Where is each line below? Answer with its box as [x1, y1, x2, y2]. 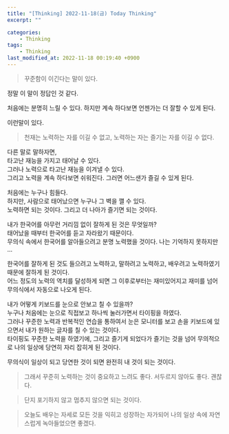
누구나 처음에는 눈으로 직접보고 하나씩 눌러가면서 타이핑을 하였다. [7, 308, 182, 317]
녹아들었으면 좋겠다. [42, 419, 96, 427]
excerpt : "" [7, 17, 41, 23]
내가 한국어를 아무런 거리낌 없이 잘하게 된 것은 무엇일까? [7, 220, 157, 228]
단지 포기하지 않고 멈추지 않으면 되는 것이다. [23, 395, 142, 404]
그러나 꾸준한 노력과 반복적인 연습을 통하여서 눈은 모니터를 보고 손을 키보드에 [7, 317, 213, 325]
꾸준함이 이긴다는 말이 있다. [23, 74, 98, 83]
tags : [7, 42, 23, 49]
